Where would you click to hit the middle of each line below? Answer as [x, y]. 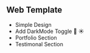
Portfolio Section [36, 37]
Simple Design [33, 24]
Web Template [34, 10]
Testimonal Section [39, 44]
